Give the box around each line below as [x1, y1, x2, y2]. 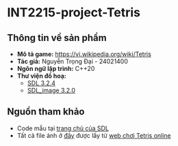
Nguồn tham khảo [7, 106, 85, 117]
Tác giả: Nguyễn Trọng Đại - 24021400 [16, 57, 129, 65]
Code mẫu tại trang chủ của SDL [16, 124, 110, 132]
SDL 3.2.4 [27, 79, 56, 87]
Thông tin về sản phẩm [7, 32, 107, 44]
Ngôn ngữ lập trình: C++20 [16, 65, 95, 72]
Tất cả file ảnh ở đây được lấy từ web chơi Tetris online [16, 131, 171, 139]
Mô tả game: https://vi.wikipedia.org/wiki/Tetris [16, 50, 152, 58]
